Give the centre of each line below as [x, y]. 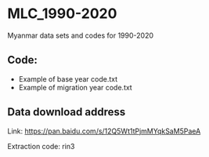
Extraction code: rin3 [41, 146]
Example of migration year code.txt [75, 87]
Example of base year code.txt [68, 78]
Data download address [67, 112]
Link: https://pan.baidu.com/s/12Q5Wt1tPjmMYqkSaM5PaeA [104, 131]
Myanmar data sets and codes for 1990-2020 [81, 35]
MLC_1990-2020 [62, 14]
